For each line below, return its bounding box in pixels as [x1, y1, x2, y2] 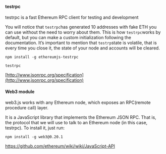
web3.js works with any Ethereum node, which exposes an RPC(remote [5, 100, 151, 105]
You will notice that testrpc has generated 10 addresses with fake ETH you [5, 24, 157, 30]
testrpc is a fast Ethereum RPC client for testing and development [5, 14, 139, 20]
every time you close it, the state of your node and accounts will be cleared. [5, 45, 160, 51]
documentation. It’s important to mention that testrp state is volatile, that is [5, 40, 157, 46]
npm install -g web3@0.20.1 [5, 135, 63, 140]
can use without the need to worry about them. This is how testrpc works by [5, 29, 161, 35]
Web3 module [5, 89, 35, 95]
